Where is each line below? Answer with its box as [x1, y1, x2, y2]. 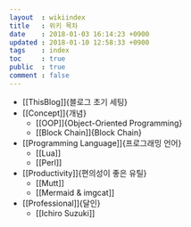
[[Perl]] [35, 157, 62, 167]
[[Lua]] [35, 148, 62, 158]
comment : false [9, 71, 70, 80]
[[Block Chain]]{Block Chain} [35, 126, 143, 138]
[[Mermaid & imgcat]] [35, 187, 115, 198]
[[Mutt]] [35, 177, 65, 188]
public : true [9, 63, 66, 72]
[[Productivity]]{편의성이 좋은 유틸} [21, 167, 147, 178]
